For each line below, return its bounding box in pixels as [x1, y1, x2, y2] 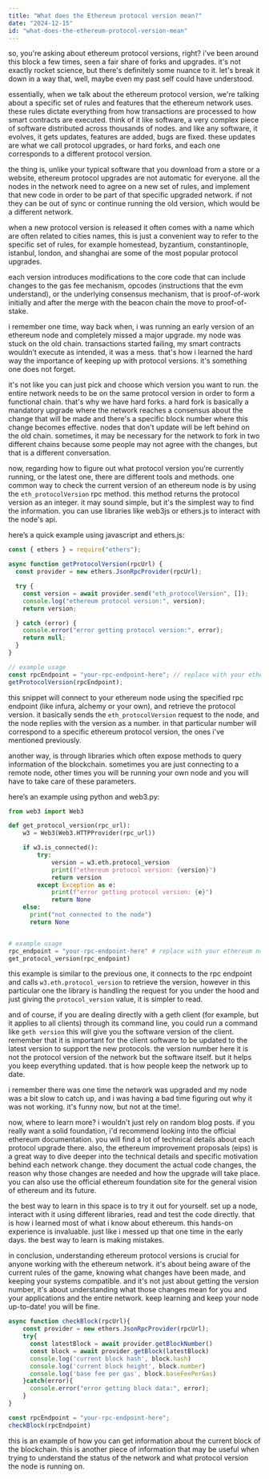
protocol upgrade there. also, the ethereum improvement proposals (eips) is [8, 1143, 259, 1153]
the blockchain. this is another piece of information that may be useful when [8, 1444, 259, 1454]
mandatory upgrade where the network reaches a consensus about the [8, 405, 244, 415]
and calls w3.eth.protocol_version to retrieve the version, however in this [8, 977, 251, 987]
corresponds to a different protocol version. [8, 149, 152, 159]
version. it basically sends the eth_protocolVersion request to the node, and [8, 710, 259, 719]
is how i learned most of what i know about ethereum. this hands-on [8, 1219, 234, 1228]
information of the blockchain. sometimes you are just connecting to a [8, 759, 239, 769]
